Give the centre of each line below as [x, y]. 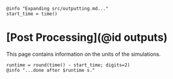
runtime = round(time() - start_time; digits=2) [68, 65]
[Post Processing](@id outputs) [87, 37]
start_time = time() [32, 14]
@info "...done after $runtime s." [51, 70]
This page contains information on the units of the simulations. [83, 54]
